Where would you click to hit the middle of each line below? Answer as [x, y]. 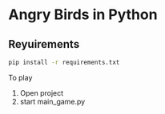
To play [20, 77]
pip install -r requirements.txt [64, 62]
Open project [42, 92]
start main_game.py [52, 101]
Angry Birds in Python [83, 15]
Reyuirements [44, 44]
